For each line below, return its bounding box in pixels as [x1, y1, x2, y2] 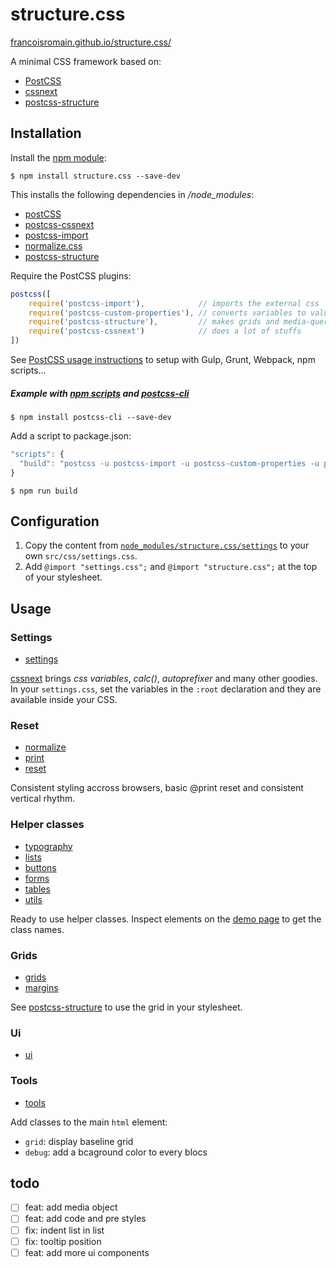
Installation [10, 125, 82, 142]
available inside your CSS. [10, 694, 118, 706]
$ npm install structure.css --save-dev [10, 171, 182, 181]
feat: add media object [24, 1201, 118, 1213]
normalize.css [24, 239, 83, 252]
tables [24, 883, 51, 895]
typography [24, 840, 73, 852]
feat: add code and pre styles [24, 1213, 147, 1225]
